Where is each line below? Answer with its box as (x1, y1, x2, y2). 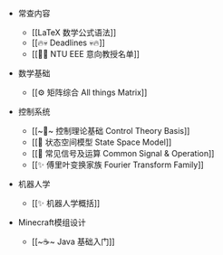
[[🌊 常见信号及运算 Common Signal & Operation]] (31, 148, 215, 158)
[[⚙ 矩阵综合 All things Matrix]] (31, 87, 148, 98)
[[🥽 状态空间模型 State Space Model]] (31, 137, 172, 147)
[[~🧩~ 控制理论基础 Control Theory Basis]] (31, 126, 190, 136)
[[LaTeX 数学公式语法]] (31, 27, 117, 38)
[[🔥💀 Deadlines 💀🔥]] (31, 37, 106, 48)
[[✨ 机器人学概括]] (31, 198, 101, 208)
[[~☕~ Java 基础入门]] (31, 236, 115, 247)
